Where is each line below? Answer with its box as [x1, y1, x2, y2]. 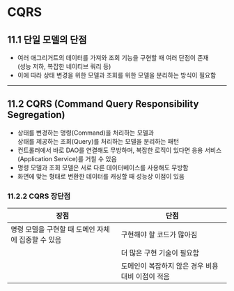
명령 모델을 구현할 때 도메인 [10, 225, 95, 234]
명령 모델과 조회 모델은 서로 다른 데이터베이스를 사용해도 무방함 [17, 163, 189, 172]
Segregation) [7, 109, 65, 121]
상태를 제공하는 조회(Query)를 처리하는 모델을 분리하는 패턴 [17, 137, 180, 145]
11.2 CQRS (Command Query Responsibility [7, 98, 199, 110]
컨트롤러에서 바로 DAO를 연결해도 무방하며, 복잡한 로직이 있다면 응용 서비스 [17, 146, 222, 154]
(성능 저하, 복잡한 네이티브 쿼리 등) [17, 62, 111, 70]
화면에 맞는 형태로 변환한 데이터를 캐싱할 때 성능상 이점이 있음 [17, 172, 185, 180]
